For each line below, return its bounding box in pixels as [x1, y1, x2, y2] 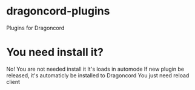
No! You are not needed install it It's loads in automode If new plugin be [6, 65, 185, 72]
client [6, 78, 20, 85]
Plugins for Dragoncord [6, 24, 65, 31]
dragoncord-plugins [6, 4, 110, 18]
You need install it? [6, 45, 104, 59]
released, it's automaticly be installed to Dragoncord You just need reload [6, 71, 190, 79]
